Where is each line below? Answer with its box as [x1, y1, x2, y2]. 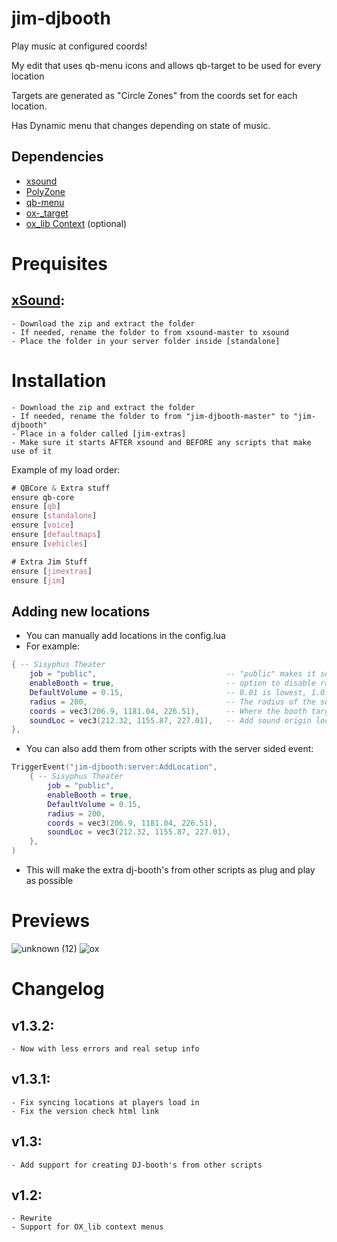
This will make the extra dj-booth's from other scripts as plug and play [25, 864, 316, 876]
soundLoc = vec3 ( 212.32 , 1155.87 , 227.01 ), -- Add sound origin [29, 715, 312, 726]
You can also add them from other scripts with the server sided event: [25, 743, 314, 755]
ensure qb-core [11, 492, 75, 502]
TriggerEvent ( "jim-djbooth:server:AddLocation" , [11, 762, 218, 772]
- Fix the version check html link [11, 1106, 160, 1116]
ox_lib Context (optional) [25, 217, 128, 229]
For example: [25, 640, 80, 652]
